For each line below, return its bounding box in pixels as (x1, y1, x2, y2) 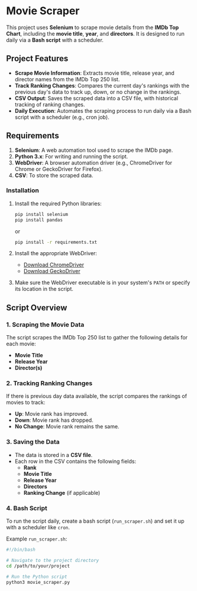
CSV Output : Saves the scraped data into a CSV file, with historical (14, 94, 179, 101)
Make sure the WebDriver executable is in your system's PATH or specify (14, 279, 190, 286)
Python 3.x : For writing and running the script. (14, 152, 128, 160)
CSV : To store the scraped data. (14, 171, 93, 179)
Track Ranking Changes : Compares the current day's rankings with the (14, 82, 189, 89)
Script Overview (6, 303, 67, 313)
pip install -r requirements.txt (14, 239, 98, 245)
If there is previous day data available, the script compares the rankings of (6, 393, 188, 400)
